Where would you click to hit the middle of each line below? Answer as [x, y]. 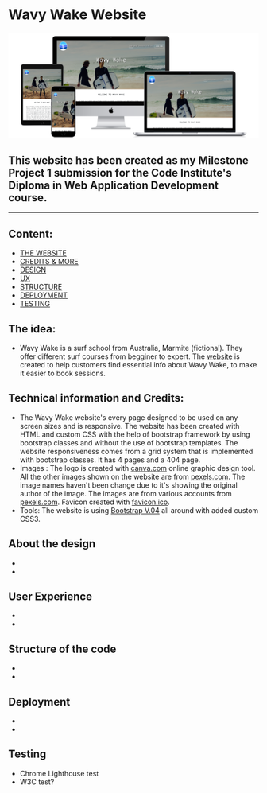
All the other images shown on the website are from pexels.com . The [132, 476]
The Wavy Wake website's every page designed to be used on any [129, 417]
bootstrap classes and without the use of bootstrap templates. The [129, 442]
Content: [31, 233]
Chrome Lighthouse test [59, 773]
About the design [52, 544]
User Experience [50, 597]
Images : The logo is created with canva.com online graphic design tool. [137, 468]
